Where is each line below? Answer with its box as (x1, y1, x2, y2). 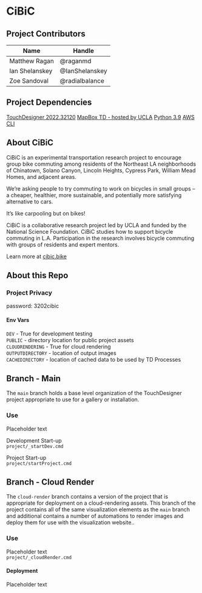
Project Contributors (6, 29, 86, 39)
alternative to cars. (6, 198, 53, 205)
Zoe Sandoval (9, 77, 49, 85)
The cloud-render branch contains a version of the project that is (6, 493, 169, 500)
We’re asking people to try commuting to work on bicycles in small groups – (6, 184, 195, 192)
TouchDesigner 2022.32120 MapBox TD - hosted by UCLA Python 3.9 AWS (6, 113, 195, 121)
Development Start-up (6, 437, 62, 444)
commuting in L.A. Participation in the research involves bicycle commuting (6, 234, 195, 242)
